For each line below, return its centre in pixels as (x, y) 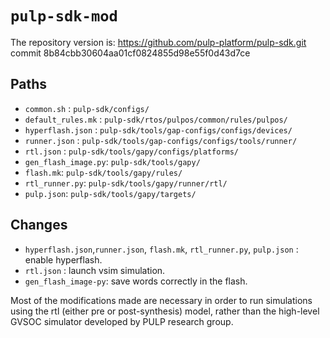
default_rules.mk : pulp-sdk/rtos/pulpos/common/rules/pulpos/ (156, 119)
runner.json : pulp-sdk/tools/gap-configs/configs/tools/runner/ (161, 140)
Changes (39, 225)
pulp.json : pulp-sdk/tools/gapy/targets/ (110, 193)
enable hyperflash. (63, 259)
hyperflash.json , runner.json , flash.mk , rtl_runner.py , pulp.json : (161, 249)
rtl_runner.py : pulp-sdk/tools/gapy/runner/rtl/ (126, 183)
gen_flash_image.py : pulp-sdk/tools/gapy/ (112, 161)
